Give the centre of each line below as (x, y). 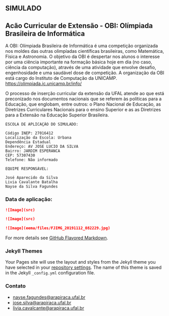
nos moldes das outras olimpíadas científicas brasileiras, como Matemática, (85, 51)
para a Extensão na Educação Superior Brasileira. (57, 115)
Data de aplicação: (29, 199)
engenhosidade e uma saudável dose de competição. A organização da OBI (85, 73)
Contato (16, 286)
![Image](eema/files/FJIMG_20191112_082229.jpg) (58, 228)
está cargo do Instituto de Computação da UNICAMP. (61, 78)
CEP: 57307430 (20, 155)
